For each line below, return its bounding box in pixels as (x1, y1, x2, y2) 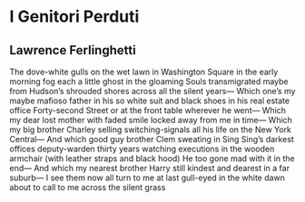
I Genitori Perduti (9, 6, 140, 27)
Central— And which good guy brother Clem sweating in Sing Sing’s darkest (9, 134, 295, 144)
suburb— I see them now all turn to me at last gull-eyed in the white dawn (9, 172, 286, 183)
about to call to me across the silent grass (9, 182, 166, 192)
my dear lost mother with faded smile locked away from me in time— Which (9, 115, 293, 125)
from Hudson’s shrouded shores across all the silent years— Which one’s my (9, 86, 296, 96)
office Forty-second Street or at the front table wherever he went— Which (9, 105, 287, 115)
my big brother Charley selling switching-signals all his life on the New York (9, 124, 292, 135)
